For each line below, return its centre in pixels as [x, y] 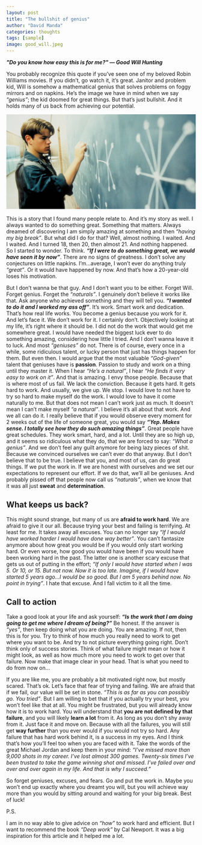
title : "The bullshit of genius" [48, 19]
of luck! [16, 799]
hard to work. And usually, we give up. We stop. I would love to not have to [99, 390]
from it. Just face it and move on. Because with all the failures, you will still [98, 724]
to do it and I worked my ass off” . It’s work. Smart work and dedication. [95, 307]
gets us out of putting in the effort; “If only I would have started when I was [99, 564]
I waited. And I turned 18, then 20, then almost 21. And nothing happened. [97, 244]
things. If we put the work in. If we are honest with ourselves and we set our [100, 467]
